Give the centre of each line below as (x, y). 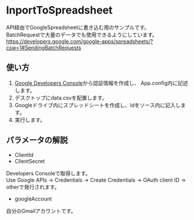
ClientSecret (30, 161)
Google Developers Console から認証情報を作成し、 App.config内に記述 (101, 83)
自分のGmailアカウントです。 (41, 211)
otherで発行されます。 (33, 187)
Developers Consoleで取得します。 (48, 173)
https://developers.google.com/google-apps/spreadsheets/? (80, 41)
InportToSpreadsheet (59, 10)
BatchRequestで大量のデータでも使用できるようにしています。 (82, 35)
